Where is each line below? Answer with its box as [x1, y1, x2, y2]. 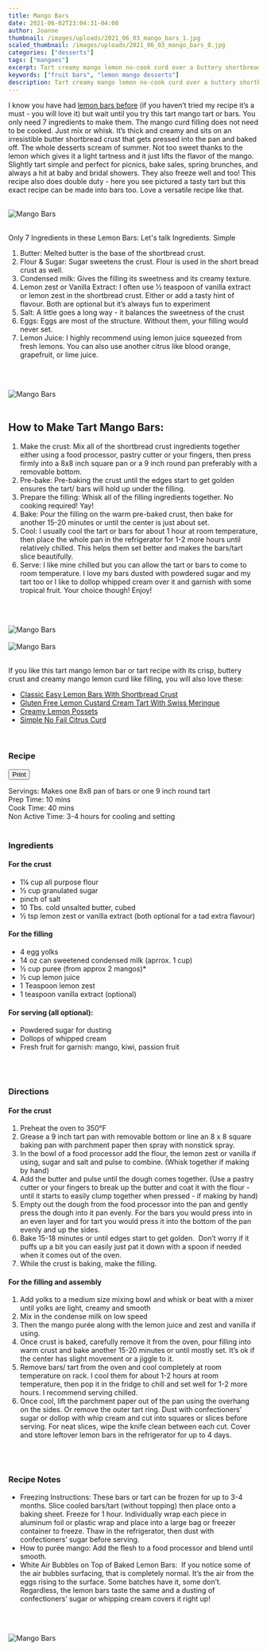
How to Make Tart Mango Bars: [8, 420, 164, 434]
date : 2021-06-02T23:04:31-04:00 [8, 19, 119, 27]
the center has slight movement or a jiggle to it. [19, 1354, 174, 1363]
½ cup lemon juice [19, 972, 81, 982]
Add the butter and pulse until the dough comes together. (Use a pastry [19, 1175, 254, 1184]
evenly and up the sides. [19, 1225, 101, 1235]
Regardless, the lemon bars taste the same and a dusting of [19, 1585, 215, 1594]
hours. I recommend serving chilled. [19, 1388, 138, 1398]
